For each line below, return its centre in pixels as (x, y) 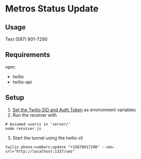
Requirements (28, 55)
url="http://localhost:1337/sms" (40, 151)
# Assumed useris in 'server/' (38, 124)
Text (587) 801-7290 (26, 39)
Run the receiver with (34, 115)
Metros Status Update (52, 9)
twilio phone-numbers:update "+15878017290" (52, 147)
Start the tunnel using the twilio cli (48, 137)
